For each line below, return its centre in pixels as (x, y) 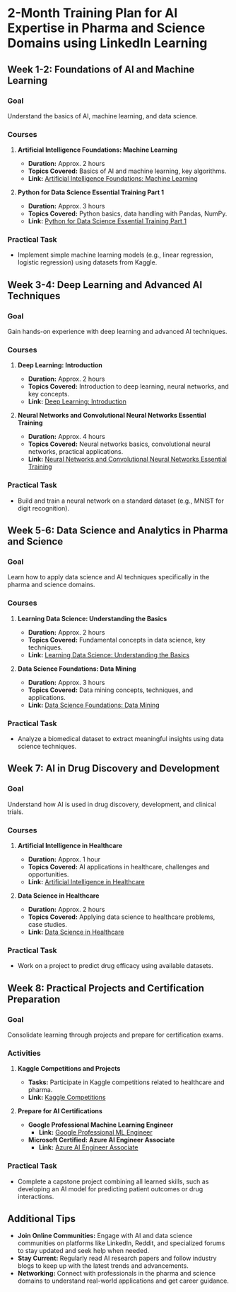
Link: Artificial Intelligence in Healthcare (86, 882)
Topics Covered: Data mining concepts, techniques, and (111, 690)
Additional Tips (42, 1219)
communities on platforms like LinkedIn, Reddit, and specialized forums (121, 1243)
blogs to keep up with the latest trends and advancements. (103, 1266)
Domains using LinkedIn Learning (107, 43)
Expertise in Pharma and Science (106, 28)
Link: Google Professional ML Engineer (96, 1132)
